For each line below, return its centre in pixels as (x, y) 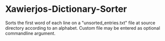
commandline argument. (30, 33)
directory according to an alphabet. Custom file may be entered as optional (83, 28)
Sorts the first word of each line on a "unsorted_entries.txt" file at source (80, 23)
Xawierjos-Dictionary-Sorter (66, 9)
